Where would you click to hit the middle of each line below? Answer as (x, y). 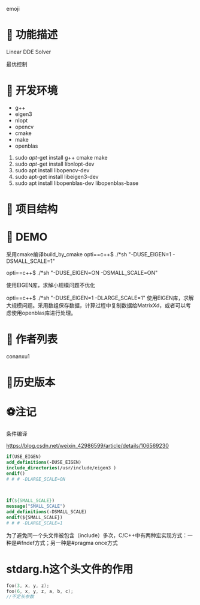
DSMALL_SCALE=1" (31, 261)
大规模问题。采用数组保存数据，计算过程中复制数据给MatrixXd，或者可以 (96, 305)
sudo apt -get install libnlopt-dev (54, 164)
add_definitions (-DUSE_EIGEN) (44, 462)
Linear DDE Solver (29, 52)
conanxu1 (18, 356)
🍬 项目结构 (32, 209)
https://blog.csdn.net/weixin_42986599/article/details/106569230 (88, 446)
